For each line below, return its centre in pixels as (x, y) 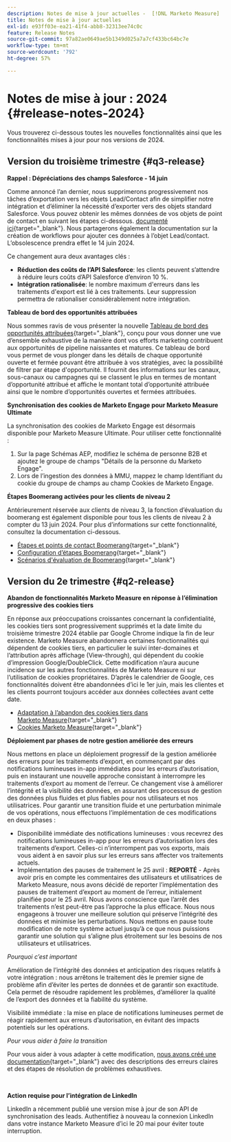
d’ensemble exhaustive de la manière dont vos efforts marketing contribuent (115, 340)
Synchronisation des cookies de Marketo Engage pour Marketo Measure (113, 405)
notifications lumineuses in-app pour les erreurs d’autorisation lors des (117, 841)
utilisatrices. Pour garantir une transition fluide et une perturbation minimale (114, 805)
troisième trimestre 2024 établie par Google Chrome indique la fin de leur (111, 633)
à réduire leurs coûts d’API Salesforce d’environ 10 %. (92, 277)
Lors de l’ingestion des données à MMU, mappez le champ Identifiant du (120, 475)
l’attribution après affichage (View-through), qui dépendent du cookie (106, 656)
